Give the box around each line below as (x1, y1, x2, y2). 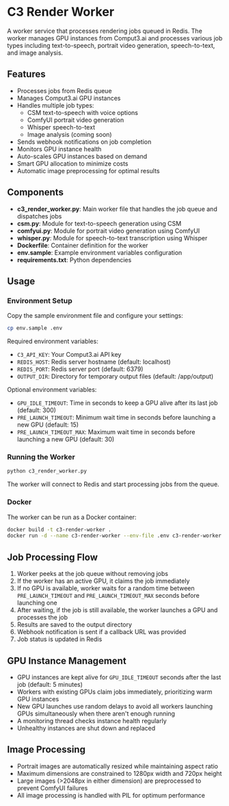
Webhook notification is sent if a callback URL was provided (16, 628, 187, 636)
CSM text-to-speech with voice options (27, 108, 139, 116)
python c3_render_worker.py (7, 468, 87, 475)
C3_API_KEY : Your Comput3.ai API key (16, 351, 122, 359)
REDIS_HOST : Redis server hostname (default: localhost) (16, 357, 171, 366)
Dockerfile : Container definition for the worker (16, 241, 148, 249)
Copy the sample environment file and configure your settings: (7, 312, 183, 320)
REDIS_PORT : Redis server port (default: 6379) (16, 365, 144, 373)
